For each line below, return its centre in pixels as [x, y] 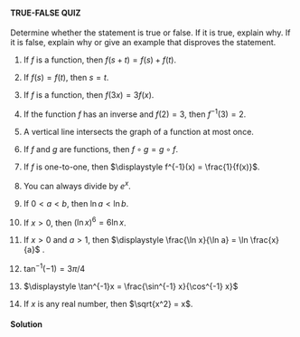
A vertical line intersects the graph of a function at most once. [138, 131]
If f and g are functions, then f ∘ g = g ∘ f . [101, 149]
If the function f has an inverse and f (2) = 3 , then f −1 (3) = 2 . [135, 113]
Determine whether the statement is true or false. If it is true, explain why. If [150, 33]
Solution [27, 324]
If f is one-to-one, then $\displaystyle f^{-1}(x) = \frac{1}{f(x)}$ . [141, 167]
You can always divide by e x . [77, 185]
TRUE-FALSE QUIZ [46, 13]
